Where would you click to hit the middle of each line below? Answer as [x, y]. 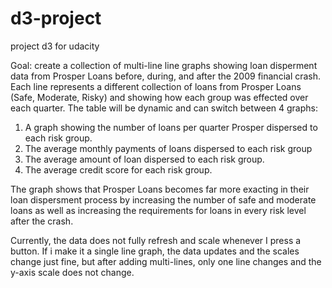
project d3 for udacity [55, 46]
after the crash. [42, 221]
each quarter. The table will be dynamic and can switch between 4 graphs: [164, 108]
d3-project [56, 18]
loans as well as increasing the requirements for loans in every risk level [158, 210]
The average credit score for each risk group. [118, 169]
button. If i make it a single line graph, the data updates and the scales [155, 251]
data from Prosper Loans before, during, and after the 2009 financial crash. [166, 76]
